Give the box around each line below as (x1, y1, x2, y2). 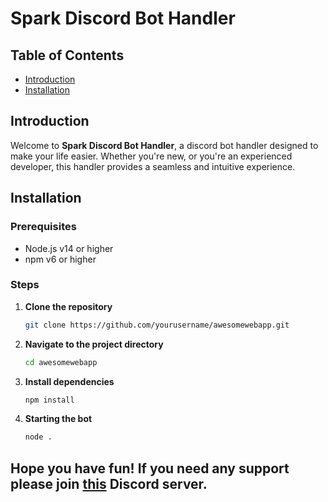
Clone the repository (24, 300, 113, 312)
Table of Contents (10, 47, 125, 64)
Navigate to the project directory (24, 338, 164, 350)
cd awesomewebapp (24, 357, 98, 367)
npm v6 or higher (24, 253, 97, 265)
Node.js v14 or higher (24, 242, 114, 254)
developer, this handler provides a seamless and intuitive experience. (10, 160, 296, 172)
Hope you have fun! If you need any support (10, 460, 290, 477)
